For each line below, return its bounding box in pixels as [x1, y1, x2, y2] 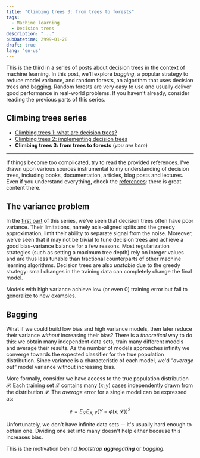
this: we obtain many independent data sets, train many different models [6, 338, 184, 345]
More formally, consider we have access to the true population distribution [6, 375, 189, 382]
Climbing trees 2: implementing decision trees [14, 135, 128, 142]
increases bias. [6, 434, 43, 441]
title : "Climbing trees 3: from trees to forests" [6, 8, 135, 15]
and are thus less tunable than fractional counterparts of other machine [6, 255, 182, 263]
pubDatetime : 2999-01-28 [6, 36, 68, 42]
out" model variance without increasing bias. [6, 364, 116, 371]
